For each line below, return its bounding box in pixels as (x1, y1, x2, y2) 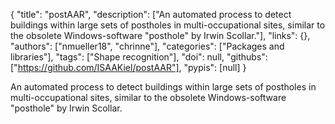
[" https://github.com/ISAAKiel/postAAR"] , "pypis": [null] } (10, 62, 247, 73)
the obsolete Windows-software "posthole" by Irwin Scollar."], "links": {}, (10, 30, 311, 41)
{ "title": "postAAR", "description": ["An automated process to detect (10, 9, 292, 20)
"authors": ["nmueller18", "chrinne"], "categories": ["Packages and (10, 40, 285, 52)
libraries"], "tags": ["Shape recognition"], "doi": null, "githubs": (10, 51, 268, 63)
